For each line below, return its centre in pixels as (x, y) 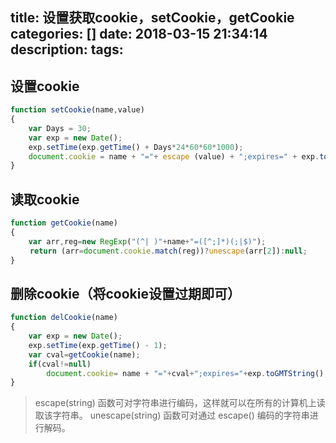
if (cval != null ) (60, 364)
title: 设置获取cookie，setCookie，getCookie (152, 18)
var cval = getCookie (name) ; (84, 354)
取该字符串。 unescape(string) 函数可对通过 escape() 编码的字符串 (172, 415)
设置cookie (45, 86)
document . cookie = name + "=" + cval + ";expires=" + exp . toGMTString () (185, 373)
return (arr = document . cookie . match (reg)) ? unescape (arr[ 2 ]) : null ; (168, 251)
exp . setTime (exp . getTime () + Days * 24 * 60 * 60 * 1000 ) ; (136, 147)
